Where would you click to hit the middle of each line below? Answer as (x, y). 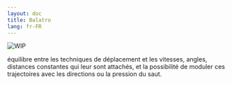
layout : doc (24, 13)
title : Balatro (29, 20)
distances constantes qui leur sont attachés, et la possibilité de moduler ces (116, 67)
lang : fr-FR (24, 26)
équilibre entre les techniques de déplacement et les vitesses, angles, (107, 59)
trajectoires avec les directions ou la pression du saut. (85, 74)
